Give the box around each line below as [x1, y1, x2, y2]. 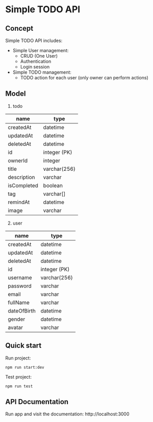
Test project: [5, 373, 32, 380]
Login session [20, 64, 50, 70]
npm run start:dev [5, 365, 44, 370]
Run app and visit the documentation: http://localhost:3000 [5, 411, 130, 417]
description [8, 173, 35, 181]
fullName [8, 299, 30, 306]
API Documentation [5, 397, 69, 406]
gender [8, 316, 25, 323]
